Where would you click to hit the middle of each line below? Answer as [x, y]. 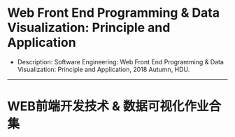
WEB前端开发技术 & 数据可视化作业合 [114, 107]
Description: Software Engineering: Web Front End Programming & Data [120, 62]
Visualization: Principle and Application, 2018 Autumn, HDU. [104, 69]
